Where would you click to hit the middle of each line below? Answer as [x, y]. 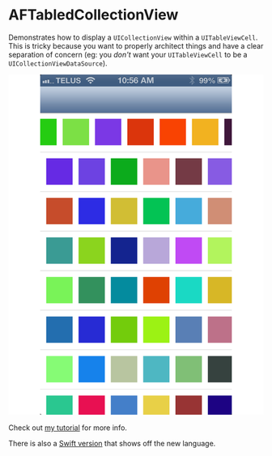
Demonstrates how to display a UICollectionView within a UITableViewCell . [133, 37]
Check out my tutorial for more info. [68, 428]
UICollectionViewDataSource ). [58, 63]
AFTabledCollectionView [93, 15]
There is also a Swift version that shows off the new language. [112, 443]
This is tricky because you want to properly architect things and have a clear [136, 45]
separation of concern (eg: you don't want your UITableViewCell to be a [128, 54]
